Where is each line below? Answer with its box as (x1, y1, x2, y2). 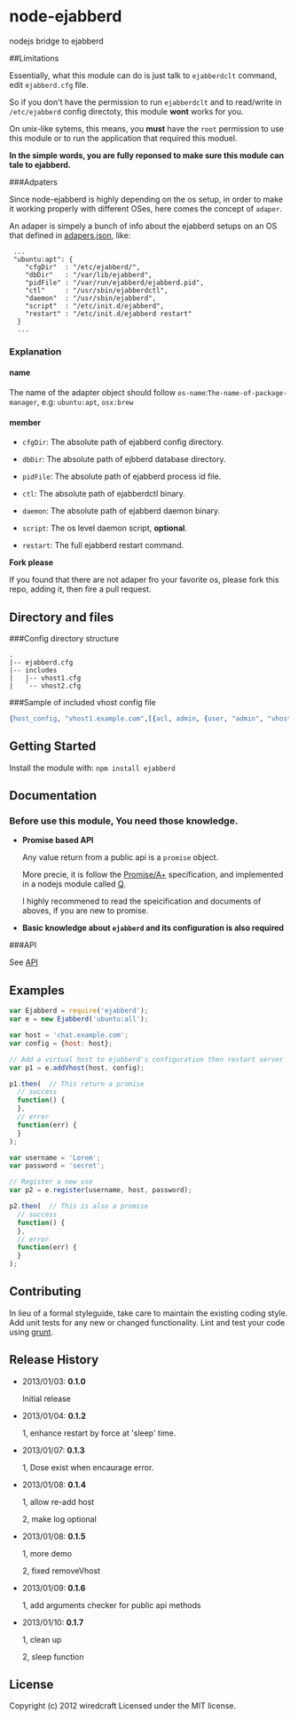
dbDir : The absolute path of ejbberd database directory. (21, 454, 226, 465)
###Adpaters (9, 176, 58, 187)
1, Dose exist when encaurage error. (21, 1461, 154, 1472)
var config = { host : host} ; (9, 1039, 114, 1047)
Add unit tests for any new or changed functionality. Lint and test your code (9, 1317, 286, 1327)
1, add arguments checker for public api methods (21, 1599, 201, 1610)
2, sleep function (21, 1651, 84, 1662)
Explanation (9, 345, 62, 357)
